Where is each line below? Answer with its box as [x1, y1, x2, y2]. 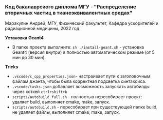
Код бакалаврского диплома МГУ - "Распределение [5, 3, 136, 10]
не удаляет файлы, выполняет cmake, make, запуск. [12, 109, 120, 115]
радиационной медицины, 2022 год [5, 26, 79, 31]
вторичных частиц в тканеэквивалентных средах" [5, 9, 133, 16]
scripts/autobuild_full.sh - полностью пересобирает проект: [12, 94, 142, 100]
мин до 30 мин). [12, 55, 46, 60]
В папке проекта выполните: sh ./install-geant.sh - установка [12, 45, 145, 50]
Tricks [5, 64, 18, 70]
